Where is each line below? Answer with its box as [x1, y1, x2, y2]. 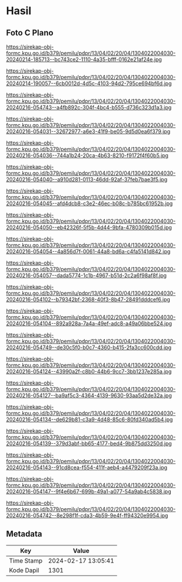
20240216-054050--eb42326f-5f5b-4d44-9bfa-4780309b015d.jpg [6, 224, 172, 231]
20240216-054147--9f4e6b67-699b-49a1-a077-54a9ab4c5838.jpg [6, 488, 171, 495]
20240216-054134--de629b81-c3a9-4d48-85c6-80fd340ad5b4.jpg [6, 416, 173, 423]
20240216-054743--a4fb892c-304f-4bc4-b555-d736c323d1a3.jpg [6, 104, 172, 110]
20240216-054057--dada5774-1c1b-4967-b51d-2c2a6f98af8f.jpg [6, 272, 167, 279]
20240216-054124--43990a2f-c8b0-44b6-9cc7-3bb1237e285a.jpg [6, 368, 172, 375]
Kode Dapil [9, 566, 39, 574]
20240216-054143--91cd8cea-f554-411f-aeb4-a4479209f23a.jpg [6, 464, 168, 471]
